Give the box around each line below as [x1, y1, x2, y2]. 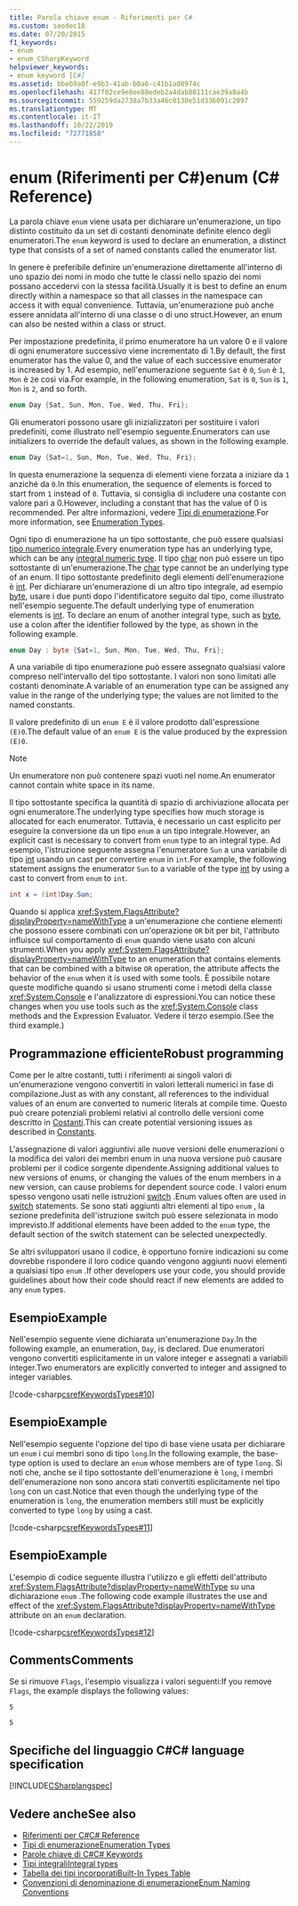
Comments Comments [9, 1652, 134, 1668]
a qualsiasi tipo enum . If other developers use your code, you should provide [9, 1266, 286, 1276]
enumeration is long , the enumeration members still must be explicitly [9, 1495, 264, 1506]
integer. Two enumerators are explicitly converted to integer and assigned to [9, 1362, 287, 1373]
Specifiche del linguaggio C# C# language [9, 1743, 245, 1758]
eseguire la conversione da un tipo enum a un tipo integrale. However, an [9, 826, 270, 837]
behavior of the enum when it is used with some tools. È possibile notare [9, 973, 270, 984]
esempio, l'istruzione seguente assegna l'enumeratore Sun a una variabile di [9, 845, 287, 855]
